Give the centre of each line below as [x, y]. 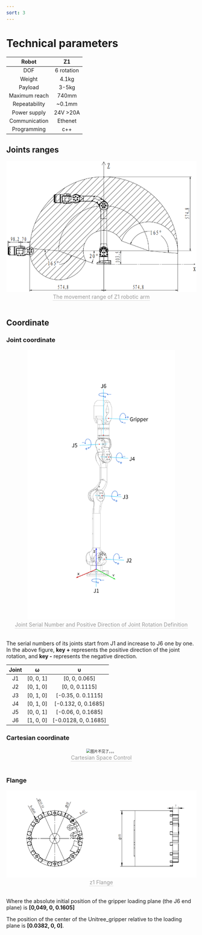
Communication [29, 121]
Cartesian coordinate [38, 737]
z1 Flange [101, 882]
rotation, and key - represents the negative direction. [72, 656]
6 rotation [67, 71]
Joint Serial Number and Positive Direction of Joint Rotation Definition [101, 625]
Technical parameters [62, 43]
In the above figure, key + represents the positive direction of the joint [93, 650]
